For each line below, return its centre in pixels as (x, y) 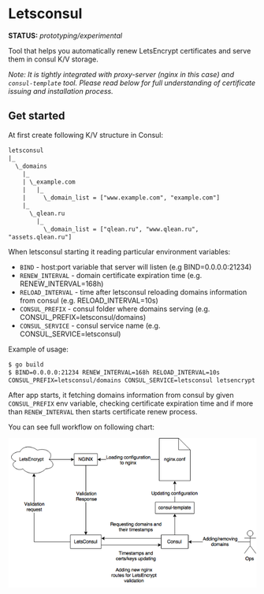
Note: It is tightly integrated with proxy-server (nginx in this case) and (121, 74)
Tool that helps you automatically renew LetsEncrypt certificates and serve (130, 50)
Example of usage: (39, 349)
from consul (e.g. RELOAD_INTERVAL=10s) (89, 300)
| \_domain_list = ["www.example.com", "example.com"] (121, 198)
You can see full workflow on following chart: (82, 427)
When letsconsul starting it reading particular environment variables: (119, 251)
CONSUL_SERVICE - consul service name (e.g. (90, 325)
